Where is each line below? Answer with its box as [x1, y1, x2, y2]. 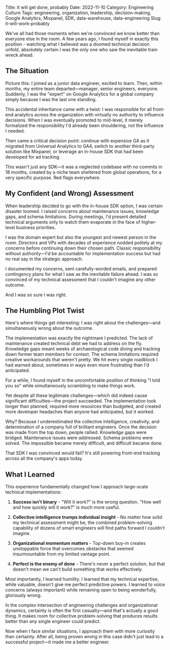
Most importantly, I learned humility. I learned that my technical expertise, [5, 576, 159, 582]
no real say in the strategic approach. [5, 256, 83, 262]
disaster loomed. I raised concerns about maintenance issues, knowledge [5, 208, 159, 214]
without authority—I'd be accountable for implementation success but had [5, 250, 161, 256]
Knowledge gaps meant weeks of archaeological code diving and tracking [5, 346, 160, 352]
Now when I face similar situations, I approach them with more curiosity [5, 628, 155, 634]
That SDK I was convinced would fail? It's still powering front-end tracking [5, 450, 160, 456]
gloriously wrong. [5, 592, 42, 599]
